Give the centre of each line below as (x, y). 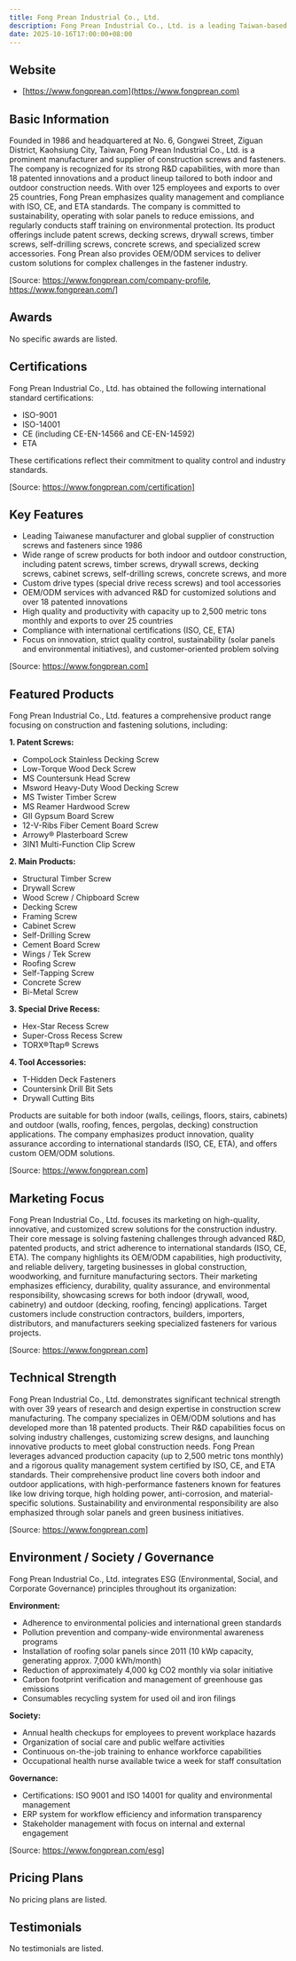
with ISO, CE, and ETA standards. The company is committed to (125, 206)
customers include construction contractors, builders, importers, (127, 1314)
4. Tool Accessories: (48, 1062)
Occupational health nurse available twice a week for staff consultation (152, 1760)
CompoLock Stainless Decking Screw (90, 760)
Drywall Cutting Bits (58, 1099)
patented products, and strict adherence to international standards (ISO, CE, (148, 1248)
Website (32, 70)
